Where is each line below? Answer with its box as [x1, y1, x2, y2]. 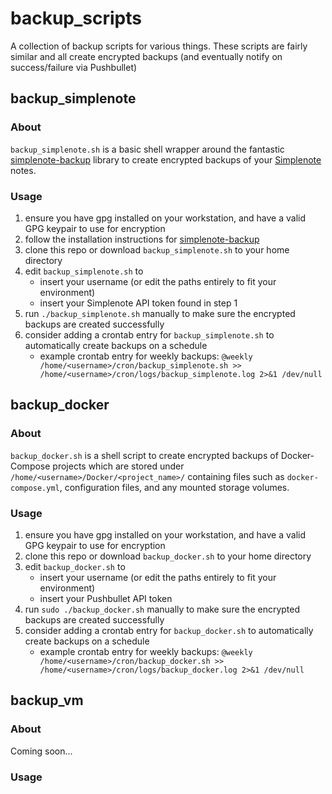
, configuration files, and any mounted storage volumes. [59, 481, 290, 493]
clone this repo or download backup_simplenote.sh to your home [24, 243, 290, 256]
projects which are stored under [52, 460, 185, 472]
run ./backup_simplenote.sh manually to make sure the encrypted [24, 307, 296, 319]
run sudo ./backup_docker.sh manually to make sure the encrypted [24, 603, 301, 615]
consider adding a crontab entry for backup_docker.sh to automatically [24, 624, 314, 636]
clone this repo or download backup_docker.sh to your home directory [24, 550, 312, 562]
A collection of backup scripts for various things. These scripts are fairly [10, 40, 308, 52]
